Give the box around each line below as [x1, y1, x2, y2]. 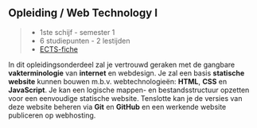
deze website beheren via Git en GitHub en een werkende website [8, 102, 227, 111]
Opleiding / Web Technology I [8, 6, 158, 20]
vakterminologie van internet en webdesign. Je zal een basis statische [8, 68, 245, 78]
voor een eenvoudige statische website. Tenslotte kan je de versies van [8, 93, 243, 103]
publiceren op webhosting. [8, 111, 96, 120]
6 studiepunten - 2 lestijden [39, 36, 130, 45]
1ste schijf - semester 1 [39, 27, 115, 37]
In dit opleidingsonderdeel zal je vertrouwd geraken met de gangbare [8, 60, 236, 69]
